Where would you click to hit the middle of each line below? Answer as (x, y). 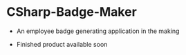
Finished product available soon (62, 44)
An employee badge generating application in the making (98, 31)
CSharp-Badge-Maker (72, 12)
